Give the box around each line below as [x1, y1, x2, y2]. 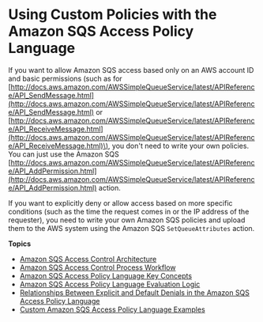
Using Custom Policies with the [8, 6, 217, 24]
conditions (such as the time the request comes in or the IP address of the [8, 206, 250, 216]
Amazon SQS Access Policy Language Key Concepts [19, 271, 192, 280]
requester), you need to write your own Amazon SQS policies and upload [8, 215, 246, 225]
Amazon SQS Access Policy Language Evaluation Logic [19, 279, 201, 289]
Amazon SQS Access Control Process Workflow [19, 263, 176, 272]
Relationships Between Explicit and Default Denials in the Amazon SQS [19, 287, 250, 297]
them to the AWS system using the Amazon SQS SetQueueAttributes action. [8, 223, 255, 233]
